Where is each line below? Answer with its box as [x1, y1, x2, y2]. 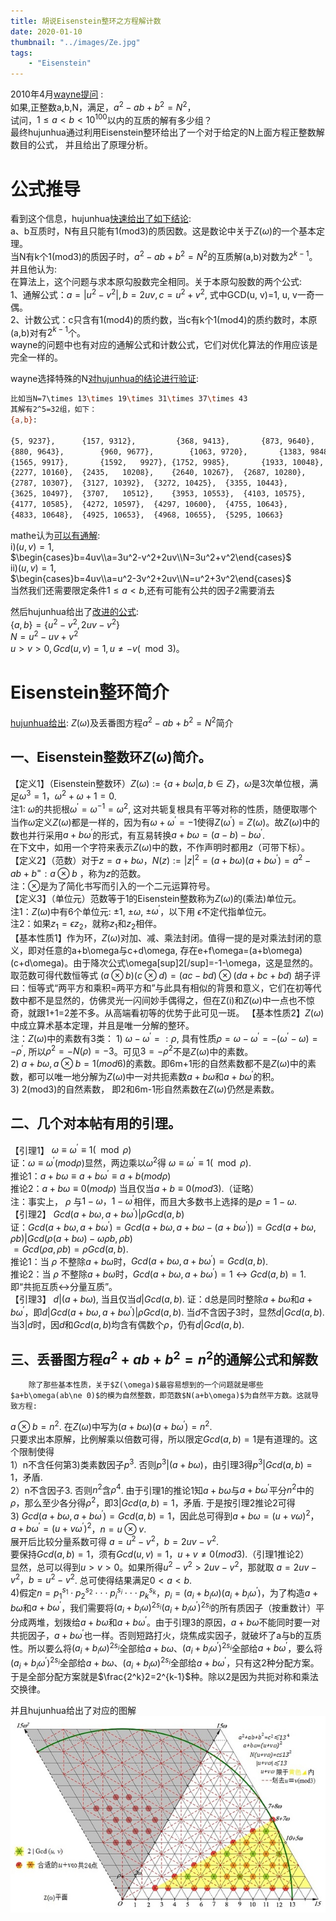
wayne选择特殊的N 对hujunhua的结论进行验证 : [10, 373, 199, 385]
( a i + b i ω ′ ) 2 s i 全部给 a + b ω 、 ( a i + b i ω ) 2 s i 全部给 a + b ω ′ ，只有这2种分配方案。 [10, 1655, 320, 1671]
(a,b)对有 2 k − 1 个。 [10, 325, 86, 339]
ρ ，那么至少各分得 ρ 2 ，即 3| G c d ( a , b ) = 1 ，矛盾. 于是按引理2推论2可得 [10, 1495, 296, 1509]
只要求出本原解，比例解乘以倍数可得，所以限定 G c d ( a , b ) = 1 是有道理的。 [10, 1433, 310, 1445]
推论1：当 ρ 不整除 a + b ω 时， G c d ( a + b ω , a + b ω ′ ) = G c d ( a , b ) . [10, 1253, 269, 1267]
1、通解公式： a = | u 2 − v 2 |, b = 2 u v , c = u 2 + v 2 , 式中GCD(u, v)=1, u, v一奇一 [10, 287, 324, 300]
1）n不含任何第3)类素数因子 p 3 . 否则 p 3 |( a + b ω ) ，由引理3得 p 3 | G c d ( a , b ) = [10, 1457, 313, 1470]
